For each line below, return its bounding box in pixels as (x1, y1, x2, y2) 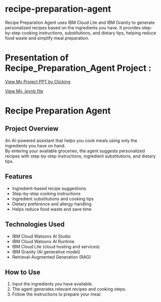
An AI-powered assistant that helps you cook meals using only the (5, 138, 137, 143)
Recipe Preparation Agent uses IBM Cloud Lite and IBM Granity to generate (5, 20, 155, 25)
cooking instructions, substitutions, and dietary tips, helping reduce (21, 30, 157, 36)
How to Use (5, 268, 41, 276)
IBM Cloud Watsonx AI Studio (12, 233, 71, 239)
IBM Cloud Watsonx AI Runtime (12, 238, 75, 244)
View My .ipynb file (5, 88, 44, 94)
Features (5, 172, 32, 181)
